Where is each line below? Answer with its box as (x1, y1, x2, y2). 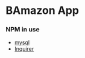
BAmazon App (5, 4, 80, 18)
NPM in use (5, 25, 40, 34)
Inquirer (14, 45, 34, 53)
